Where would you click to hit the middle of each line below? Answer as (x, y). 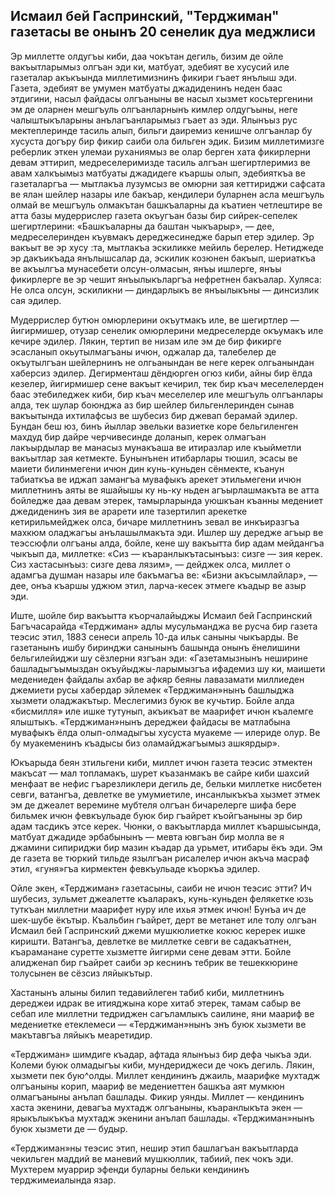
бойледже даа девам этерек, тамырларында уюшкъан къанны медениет (167, 500)
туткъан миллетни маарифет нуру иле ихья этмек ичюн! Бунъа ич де (158, 909)
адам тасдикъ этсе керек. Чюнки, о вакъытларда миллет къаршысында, (166, 826)
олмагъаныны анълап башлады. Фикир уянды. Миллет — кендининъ (157, 1096)
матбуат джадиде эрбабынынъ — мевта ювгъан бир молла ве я (147, 836)
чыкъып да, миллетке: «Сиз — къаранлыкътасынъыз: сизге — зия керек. (166, 553)
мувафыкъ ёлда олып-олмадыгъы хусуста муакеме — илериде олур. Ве (165, 732)
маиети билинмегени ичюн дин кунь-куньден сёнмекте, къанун (147, 468)
